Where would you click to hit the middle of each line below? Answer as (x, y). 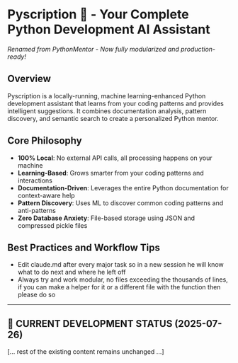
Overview (29, 79)
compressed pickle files (52, 225)
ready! (17, 57)
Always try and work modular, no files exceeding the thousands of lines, (123, 280)
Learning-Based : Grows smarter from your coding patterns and (110, 173)
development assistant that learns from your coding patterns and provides (116, 103)
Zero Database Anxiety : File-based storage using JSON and (106, 218)
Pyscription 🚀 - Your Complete (98, 15)
